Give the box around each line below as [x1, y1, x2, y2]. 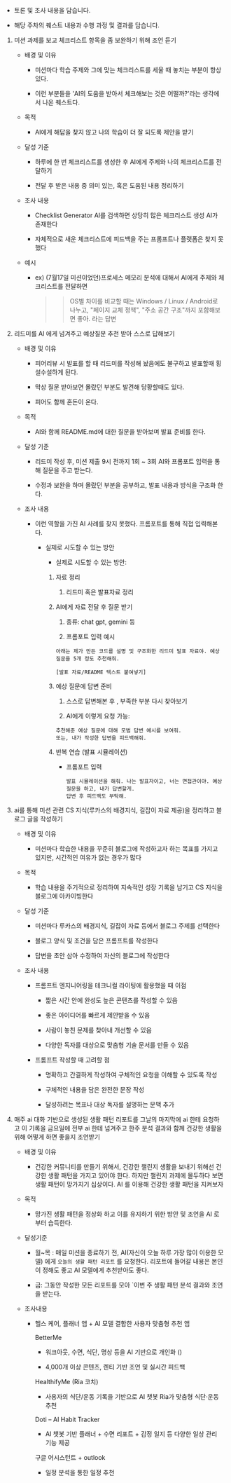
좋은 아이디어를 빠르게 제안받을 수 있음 [45, 1011, 150, 1019]
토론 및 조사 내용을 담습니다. [13, 6, 91, 14]
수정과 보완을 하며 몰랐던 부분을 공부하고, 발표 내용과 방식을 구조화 [34, 481, 216, 489]
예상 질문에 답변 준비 [55, 682, 112, 690]
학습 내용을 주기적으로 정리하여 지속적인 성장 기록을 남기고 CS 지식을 [34, 883, 223, 891]
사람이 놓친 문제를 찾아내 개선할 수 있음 [45, 1026, 152, 1034]
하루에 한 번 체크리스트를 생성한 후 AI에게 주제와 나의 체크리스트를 [34, 158, 215, 166]
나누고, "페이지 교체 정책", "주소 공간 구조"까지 [69, 306, 197, 314]
